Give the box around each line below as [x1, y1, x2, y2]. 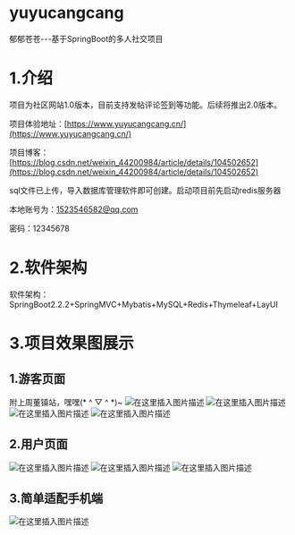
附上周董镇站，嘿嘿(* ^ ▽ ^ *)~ [9, 396, 123, 407]
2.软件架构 [9, 258, 88, 278]
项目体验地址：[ [9, 118, 68, 129]
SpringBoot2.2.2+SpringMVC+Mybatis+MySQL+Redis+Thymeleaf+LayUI [9, 299, 279, 310]
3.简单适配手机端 [9, 491, 104, 506]
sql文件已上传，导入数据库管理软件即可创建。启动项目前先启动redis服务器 [9, 184, 282, 195]
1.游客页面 [9, 371, 66, 386]
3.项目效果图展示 [9, 334, 134, 353]
